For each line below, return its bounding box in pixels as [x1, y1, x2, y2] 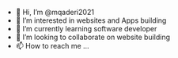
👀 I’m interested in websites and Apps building [15, 16, 167, 25]
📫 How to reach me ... [15, 42, 89, 50]
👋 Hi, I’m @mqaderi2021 [15, 8, 95, 16]
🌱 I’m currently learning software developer [15, 24, 157, 33]
